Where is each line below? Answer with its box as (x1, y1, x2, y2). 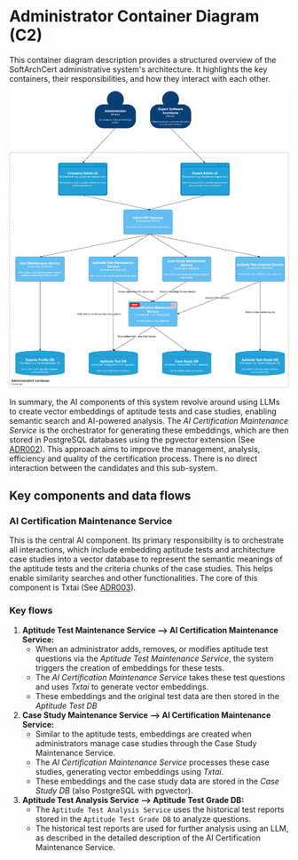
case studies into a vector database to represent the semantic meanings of (9, 553, 283, 565)
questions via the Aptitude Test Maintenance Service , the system (35, 653, 274, 664)
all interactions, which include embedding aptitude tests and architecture (9, 545, 276, 555)
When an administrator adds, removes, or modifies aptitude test (35, 643, 269, 654)
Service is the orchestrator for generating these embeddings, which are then (9, 425, 289, 435)
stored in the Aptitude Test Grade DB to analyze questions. (35, 813, 251, 824)
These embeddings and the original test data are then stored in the (35, 690, 279, 701)
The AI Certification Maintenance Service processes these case (35, 757, 270, 768)
